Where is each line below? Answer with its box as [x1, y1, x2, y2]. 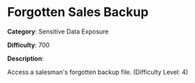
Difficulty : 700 [7, 40, 50, 49]
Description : [7, 54, 44, 63]
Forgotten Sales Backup [7, 4, 149, 20]
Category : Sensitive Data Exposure [7, 27, 109, 36]
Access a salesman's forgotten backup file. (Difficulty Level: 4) [7, 68, 189, 76]
